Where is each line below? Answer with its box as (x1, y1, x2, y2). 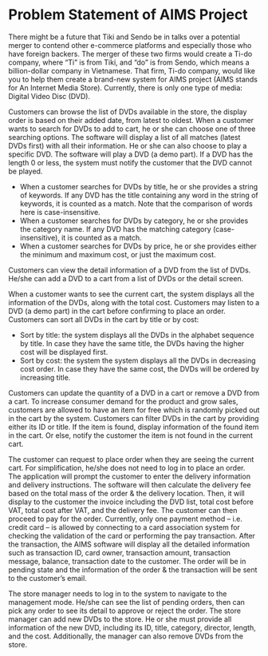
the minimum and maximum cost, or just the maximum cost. (19, 249, 217, 259)
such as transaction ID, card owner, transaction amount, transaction (8, 547, 231, 557)
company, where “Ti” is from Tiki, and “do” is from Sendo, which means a (8, 58, 250, 67)
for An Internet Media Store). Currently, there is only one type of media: (8, 82, 243, 93)
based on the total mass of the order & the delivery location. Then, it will (8, 488, 245, 498)
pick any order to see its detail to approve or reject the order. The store (8, 606, 242, 615)
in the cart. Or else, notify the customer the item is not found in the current (8, 430, 253, 440)
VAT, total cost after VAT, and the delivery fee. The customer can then (8, 505, 238, 515)
